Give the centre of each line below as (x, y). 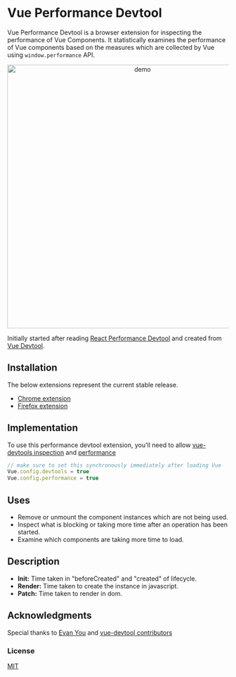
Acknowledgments (50, 615)
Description (33, 561)
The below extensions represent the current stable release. (93, 385)
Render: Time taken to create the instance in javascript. (98, 586)
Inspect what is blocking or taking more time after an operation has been (123, 524)
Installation (32, 368)
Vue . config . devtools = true (48, 472)
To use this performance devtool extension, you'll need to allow (99, 445)
